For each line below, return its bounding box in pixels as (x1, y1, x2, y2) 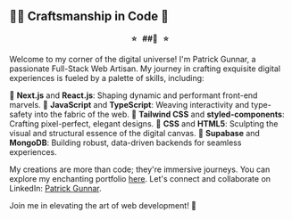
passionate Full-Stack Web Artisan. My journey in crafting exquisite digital (9, 63, 281, 74)
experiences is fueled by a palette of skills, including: (9, 72, 204, 83)
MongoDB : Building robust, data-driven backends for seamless (9, 137, 242, 148)
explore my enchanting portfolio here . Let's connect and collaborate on (9, 173, 271, 183)
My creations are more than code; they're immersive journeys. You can (9, 164, 271, 175)
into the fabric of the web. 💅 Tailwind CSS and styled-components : (34, 109, 285, 119)
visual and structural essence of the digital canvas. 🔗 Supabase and (9, 127, 261, 138)
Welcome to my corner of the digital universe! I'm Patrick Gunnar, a (9, 53, 256, 64)
